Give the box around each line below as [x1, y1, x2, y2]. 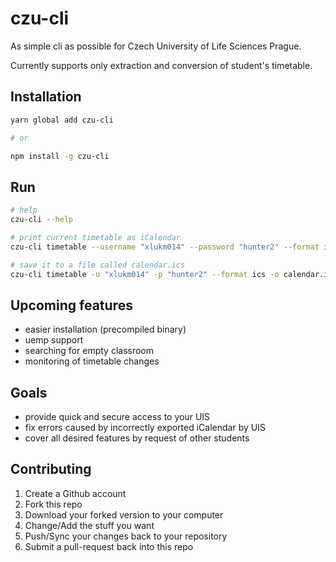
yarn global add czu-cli [10, 115, 114, 125]
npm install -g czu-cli [10, 151, 110, 161]
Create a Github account [24, 487, 127, 499]
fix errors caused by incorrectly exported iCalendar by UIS [24, 422, 266, 434]
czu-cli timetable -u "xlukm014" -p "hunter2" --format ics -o [10, 269, 280, 279]
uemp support [24, 334, 84, 346]
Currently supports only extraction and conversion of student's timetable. [10, 59, 313, 71]
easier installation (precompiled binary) [24, 323, 187, 336]
